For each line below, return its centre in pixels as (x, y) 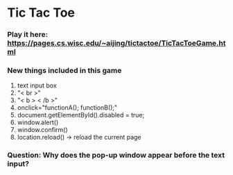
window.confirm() (42, 130)
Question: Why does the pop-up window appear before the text (116, 156)
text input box (37, 85)
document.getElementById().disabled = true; (81, 115)
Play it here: (28, 35)
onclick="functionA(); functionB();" (67, 108)
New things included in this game (64, 71)
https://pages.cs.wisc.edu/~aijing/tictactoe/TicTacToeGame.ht (116, 43)
